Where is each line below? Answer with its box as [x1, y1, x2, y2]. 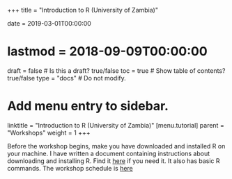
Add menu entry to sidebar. [7, 99, 169, 114]
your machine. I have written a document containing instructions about [7, 149, 210, 157]
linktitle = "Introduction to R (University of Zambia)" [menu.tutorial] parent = [7, 121, 224, 129]
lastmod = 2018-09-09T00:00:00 [7, 44, 208, 60]
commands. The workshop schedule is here [7, 164, 134, 172]
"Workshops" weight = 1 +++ [7, 128, 91, 137]
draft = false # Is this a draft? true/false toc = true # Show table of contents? [7, 66, 226, 75]
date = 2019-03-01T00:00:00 [7, 19, 92, 27]
